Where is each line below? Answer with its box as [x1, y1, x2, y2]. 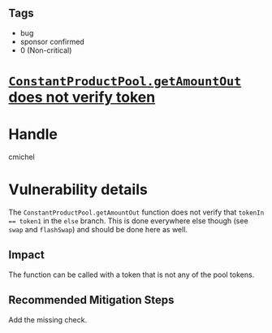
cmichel [8, 152, 35, 162]
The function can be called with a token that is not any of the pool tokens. [8, 270, 255, 279]
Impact [8, 248, 45, 262]
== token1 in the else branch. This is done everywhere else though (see [8, 215, 249, 226]
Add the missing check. [8, 314, 88, 324]
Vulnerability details [8, 180, 148, 199]
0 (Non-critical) [19, 45, 72, 55]
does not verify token [8, 89, 156, 106]
